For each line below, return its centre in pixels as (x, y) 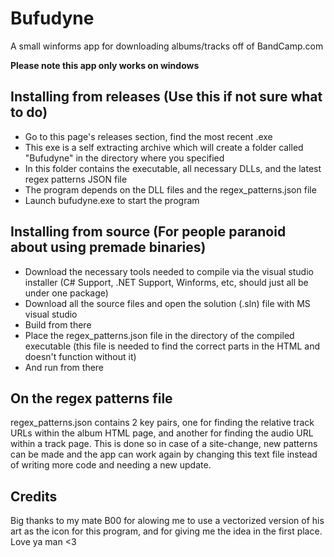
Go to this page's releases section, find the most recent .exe (148, 136)
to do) (29, 112)
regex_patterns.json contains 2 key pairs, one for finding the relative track (162, 423)
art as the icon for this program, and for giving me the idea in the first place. (166, 531)
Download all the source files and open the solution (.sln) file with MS (167, 303)
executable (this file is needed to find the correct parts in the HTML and (172, 346)
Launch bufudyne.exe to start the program (112, 200)
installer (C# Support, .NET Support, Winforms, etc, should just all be (166, 282)
